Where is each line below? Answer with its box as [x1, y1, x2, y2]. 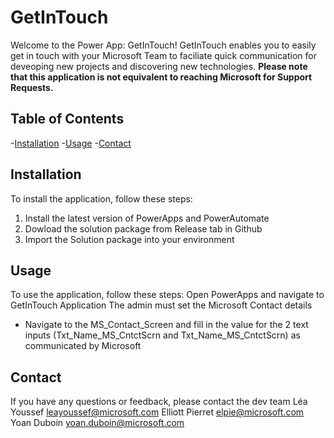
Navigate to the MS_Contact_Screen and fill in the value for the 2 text [24, 319, 309, 331]
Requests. [10, 81, 54, 93]
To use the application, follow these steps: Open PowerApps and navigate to [10, 289, 325, 301]
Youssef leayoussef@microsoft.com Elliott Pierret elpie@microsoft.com [10, 406, 305, 418]
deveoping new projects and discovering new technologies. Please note [10, 60, 308, 72]
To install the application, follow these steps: [10, 192, 193, 205]
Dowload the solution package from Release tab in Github [24, 222, 263, 235]
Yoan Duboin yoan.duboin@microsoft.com [10, 417, 185, 429]
